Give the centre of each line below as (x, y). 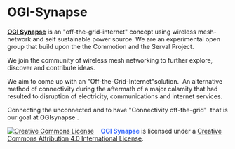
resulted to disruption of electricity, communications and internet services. (115, 96)
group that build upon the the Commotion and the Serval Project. (101, 46)
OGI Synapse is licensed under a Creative (161, 131)
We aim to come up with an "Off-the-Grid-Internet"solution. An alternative (115, 81)
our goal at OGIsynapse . (43, 117)
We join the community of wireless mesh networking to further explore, (110, 60)
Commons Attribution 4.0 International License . (75, 138)
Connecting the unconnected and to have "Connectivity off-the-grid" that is (117, 110)
